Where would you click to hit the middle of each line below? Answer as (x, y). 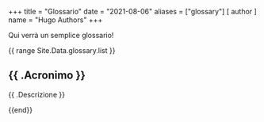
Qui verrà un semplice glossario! (61, 35)
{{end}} (21, 109)
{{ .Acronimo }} (47, 76)
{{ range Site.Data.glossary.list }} (62, 50)
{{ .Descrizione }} (37, 94)
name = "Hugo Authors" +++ (55, 20)
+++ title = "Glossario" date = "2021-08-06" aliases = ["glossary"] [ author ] (133, 11)
